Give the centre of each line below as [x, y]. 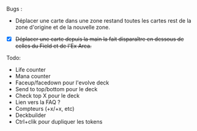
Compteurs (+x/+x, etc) [45, 109]
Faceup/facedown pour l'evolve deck [62, 83]
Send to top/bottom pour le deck [56, 89]
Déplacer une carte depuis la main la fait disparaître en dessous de [99, 39]
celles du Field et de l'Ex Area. [53, 46]
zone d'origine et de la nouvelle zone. [62, 27]
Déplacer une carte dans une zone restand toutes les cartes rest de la [103, 21]
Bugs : [14, 9]
